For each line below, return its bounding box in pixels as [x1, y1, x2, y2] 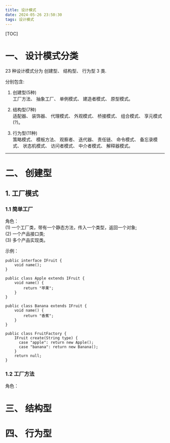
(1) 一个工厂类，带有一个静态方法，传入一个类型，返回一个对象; [5, 225, 138, 231]
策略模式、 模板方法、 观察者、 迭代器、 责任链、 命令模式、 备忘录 [12, 137, 153, 143]
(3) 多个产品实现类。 [5, 237, 48, 243]
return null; [14, 354, 42, 359]
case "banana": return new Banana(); [18, 344, 99, 350]
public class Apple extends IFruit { [5, 276, 85, 281]
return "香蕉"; [23, 313, 54, 319]
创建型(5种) [12, 89, 37, 96]
